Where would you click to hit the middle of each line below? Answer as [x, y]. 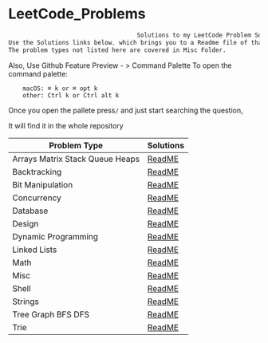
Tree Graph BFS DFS [51, 314]
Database [30, 211]
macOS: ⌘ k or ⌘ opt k [60, 89]
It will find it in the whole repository [66, 125]
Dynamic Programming [55, 236]
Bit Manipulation [43, 184]
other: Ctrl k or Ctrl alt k [71, 95]
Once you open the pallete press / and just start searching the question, [126, 110]
